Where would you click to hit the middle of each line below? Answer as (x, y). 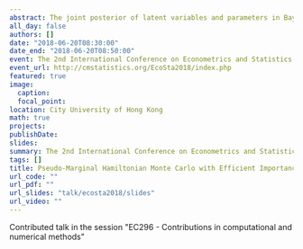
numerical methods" (47, 236)
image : (22, 84)
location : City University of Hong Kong (87, 110)
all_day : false (38, 26)
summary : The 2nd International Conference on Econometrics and (133, 151)
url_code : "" (34, 176)
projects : (28, 127)
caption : (34, 93)
